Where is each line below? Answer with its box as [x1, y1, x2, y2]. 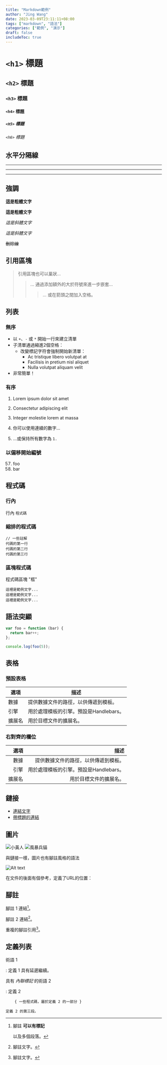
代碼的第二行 [5, 546, 28, 551]
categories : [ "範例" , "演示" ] [5, 26, 65, 31]
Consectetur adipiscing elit [12, 405, 68, 411]
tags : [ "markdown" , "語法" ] [5, 21, 62, 26]
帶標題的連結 [12, 814, 39, 821]
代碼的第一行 [5, 541, 28, 546]
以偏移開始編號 [5, 449, 42, 456]
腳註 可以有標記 [12, 1022, 45, 1029]
